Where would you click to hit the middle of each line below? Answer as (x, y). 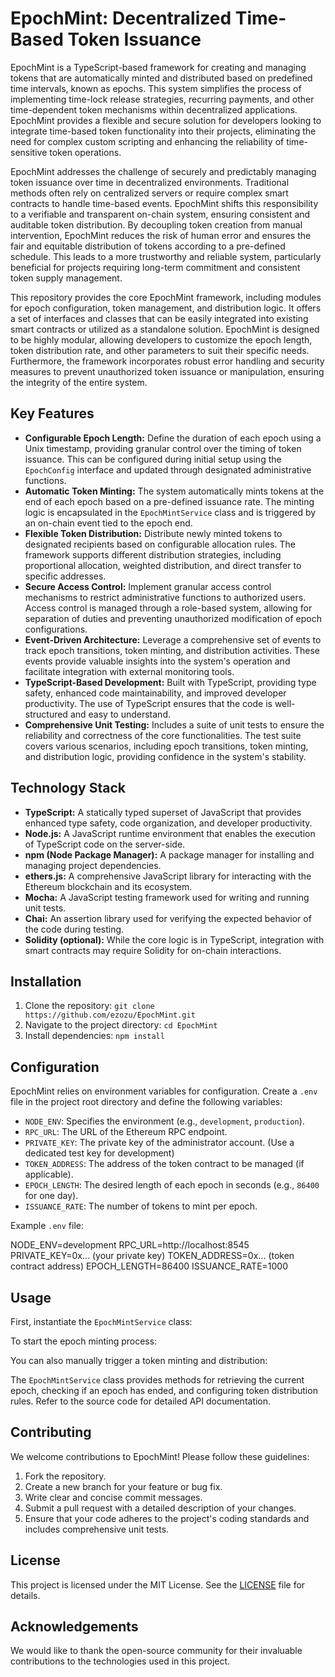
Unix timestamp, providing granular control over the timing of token (163, 448)
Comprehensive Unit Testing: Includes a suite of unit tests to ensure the (174, 724)
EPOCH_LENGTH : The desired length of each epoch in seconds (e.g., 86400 (172, 1185)
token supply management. (66, 278)
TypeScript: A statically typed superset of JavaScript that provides (163, 812)
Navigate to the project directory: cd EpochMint (121, 1025)
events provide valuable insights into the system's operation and (157, 661)
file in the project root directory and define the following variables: (146, 1102)
